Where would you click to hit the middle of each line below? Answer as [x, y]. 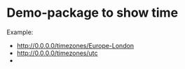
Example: [20, 32]
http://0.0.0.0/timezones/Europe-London [75, 45]
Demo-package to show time [92, 13]
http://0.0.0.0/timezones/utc [57, 53]
